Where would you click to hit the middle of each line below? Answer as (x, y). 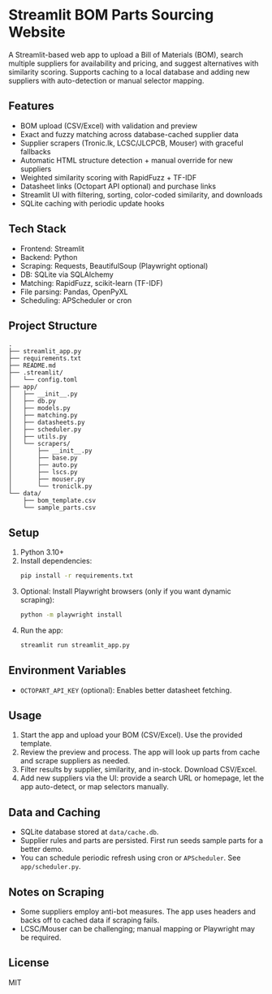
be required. (41, 938)
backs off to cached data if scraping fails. (90, 920)
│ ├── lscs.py (43, 473)
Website (37, 32)
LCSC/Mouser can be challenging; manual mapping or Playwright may (138, 929)
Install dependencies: (56, 561)
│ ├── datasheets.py (47, 423)
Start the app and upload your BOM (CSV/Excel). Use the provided (131, 735)
